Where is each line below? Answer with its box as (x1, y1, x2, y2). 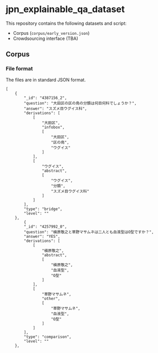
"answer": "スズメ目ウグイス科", (24, 106, 87, 111)
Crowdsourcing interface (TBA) (13, 35, 79, 41)
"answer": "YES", (24, 234, 60, 239)
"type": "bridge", (24, 206, 63, 212)
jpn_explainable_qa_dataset (6, 4, 125, 15)
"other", (41, 296, 60, 301)
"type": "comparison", (24, 334, 72, 339)
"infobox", (41, 125, 65, 130)
